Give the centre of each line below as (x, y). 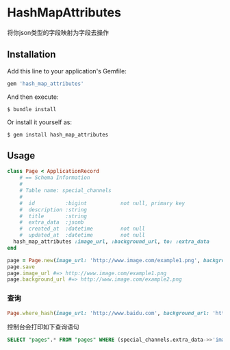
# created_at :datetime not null (82, 229)
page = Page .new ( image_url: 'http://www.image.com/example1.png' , (104, 260)
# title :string (53, 216)
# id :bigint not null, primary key (102, 203)
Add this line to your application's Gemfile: (67, 71)
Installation (31, 55)
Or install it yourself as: (39, 122)
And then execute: (33, 97)
